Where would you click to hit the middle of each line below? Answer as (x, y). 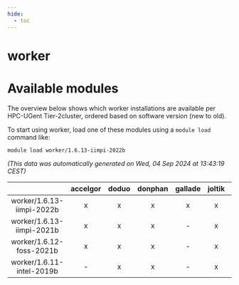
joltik (216, 188)
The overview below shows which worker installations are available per (111, 108)
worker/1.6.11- (37, 262)
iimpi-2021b (37, 230)
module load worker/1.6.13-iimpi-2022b (67, 150)
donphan (153, 188)
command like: (29, 137)
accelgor (86, 188)
